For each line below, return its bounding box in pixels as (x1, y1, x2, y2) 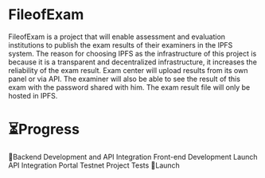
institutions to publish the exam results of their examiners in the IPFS (8, 40, 233, 49)
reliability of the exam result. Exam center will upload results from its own (8, 65, 248, 75)
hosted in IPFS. (8, 91, 58, 100)
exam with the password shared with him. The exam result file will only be (8, 82, 251, 92)
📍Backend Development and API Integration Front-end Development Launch (8, 152, 258, 161)
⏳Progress (8, 121, 80, 138)
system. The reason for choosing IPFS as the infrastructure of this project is (8, 48, 257, 58)
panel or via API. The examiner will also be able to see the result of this (8, 74, 241, 83)
